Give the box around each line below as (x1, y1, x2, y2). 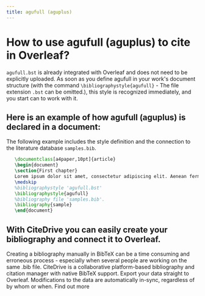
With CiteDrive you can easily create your (6, 224, 168, 235)
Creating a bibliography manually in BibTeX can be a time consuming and (6, 250, 190, 257)
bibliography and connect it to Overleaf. (6, 234, 161, 245)
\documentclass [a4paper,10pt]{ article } (14, 157, 116, 163)
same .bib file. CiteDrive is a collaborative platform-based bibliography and (6, 263, 195, 270)
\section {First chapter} (14, 168, 78, 174)
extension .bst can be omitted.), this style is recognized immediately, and (6, 88, 192, 95)
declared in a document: (6, 122, 101, 132)
